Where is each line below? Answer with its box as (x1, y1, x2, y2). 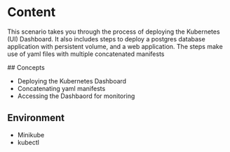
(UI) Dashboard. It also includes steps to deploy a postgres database (7, 34, 205, 43)
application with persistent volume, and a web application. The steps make (7, 42, 223, 50)
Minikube (17, 130, 45, 139)
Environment (7, 112, 65, 124)
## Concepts (7, 63, 46, 71)
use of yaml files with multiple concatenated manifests (7, 50, 165, 58)
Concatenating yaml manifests (17, 84, 106, 92)
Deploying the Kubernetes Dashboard (17, 76, 127, 85)
